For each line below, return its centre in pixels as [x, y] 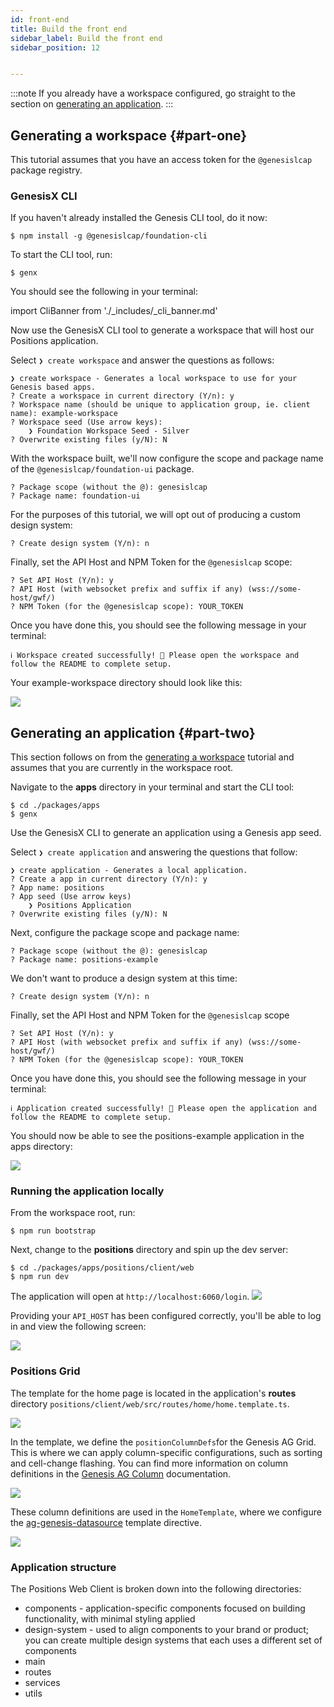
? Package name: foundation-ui [75, 496]
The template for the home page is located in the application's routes [153, 1393]
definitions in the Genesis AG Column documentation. [121, 1473]
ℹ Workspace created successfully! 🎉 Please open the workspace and [155, 656]
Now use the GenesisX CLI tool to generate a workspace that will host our [162, 330]
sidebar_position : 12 [55, 47]
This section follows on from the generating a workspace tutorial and [152, 757]
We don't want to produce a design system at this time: [124, 978]
